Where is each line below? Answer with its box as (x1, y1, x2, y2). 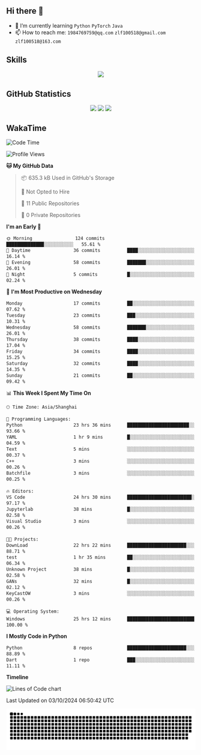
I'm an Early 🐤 (6, 223, 41, 230)
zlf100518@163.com (14, 38, 61, 44)
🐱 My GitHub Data (6, 162, 54, 170)
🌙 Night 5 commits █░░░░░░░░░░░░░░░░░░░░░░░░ (6, 272, 195, 278)
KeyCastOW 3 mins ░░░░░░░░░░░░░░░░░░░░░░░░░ (6, 590, 195, 597)
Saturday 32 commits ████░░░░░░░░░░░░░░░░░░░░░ (6, 361, 195, 367)
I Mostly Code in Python (6, 632, 67, 640)
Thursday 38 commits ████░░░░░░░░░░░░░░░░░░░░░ (6, 337, 195, 343)
